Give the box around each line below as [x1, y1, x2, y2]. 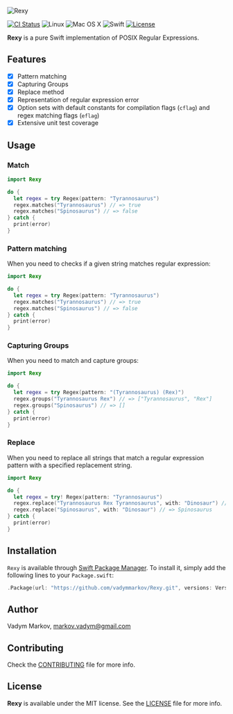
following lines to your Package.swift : [7, 571, 114, 579]
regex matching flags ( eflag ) [17, 111, 100, 120]
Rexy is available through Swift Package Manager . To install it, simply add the [7, 563, 226, 571]
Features [7, 54, 46, 65]
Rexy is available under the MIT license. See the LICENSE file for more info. [7, 699, 223, 707]
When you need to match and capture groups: [7, 357, 139, 365]
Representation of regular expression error [17, 96, 139, 104]
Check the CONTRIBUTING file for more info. [7, 660, 135, 669]
